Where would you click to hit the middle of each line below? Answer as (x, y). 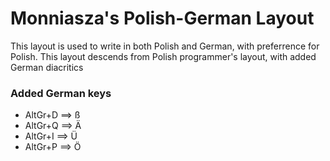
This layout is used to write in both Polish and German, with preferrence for (165, 46)
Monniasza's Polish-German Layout (162, 18)
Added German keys (61, 93)
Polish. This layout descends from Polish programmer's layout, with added (163, 56)
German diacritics (47, 67)
